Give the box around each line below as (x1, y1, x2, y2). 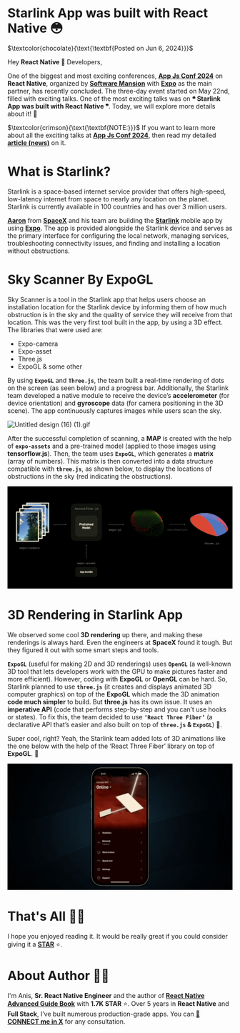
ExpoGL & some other (17, 362, 82, 371)
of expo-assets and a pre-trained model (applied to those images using (7, 441, 216, 450)
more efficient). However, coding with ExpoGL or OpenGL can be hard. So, (7, 674, 228, 683)
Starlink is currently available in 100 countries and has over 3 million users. (7, 202, 227, 211)
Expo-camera (17, 339, 59, 348)
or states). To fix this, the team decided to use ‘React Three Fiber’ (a (7, 712, 213, 721)
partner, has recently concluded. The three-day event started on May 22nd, (7, 86, 230, 95)
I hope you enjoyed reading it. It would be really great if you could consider (7, 932, 229, 941)
